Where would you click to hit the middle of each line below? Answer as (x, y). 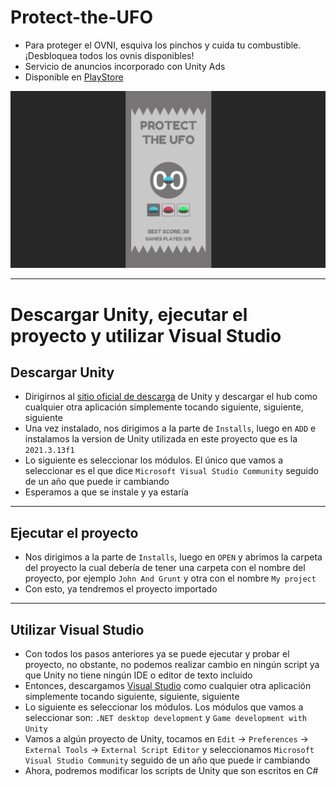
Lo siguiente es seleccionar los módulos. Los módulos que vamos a (164, 707)
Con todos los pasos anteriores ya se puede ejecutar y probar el (157, 654)
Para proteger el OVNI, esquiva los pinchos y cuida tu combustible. (163, 45)
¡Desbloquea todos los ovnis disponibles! (109, 55)
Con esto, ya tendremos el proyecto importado (121, 589)
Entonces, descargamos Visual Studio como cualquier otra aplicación (168, 686)
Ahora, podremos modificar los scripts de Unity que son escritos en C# (171, 771)
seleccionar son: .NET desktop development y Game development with (165, 718)
